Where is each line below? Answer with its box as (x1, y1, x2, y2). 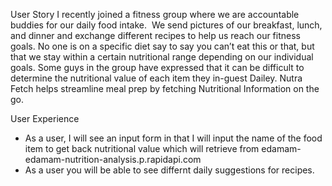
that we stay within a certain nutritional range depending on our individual (10, 51, 314, 63)
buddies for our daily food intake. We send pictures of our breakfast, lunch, (10, 19, 323, 31)
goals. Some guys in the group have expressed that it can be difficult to (10, 62, 305, 73)
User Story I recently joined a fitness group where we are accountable (10, 9, 300, 20)
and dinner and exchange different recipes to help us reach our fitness (10, 30, 301, 41)
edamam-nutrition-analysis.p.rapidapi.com (24, 154, 202, 165)
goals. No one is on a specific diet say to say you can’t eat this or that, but (10, 40, 315, 52)
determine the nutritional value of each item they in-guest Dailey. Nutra (10, 72, 303, 84)
